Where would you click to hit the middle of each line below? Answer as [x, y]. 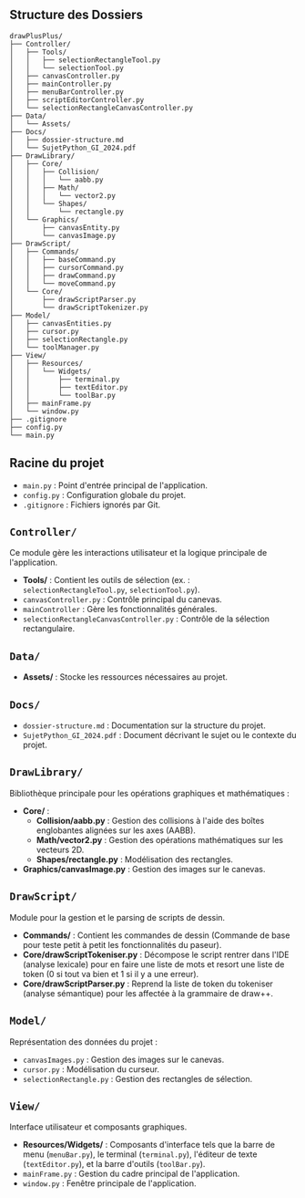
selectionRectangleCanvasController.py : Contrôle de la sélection [146, 619]
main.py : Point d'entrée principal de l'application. [115, 485]
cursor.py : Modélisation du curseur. [91, 1069]
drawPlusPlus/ [36, 36]
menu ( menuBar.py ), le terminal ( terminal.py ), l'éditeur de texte [140, 1154]
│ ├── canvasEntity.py [65, 227]
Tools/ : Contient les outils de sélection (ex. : [107, 580]
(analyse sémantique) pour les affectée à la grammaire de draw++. [148, 993]
